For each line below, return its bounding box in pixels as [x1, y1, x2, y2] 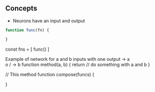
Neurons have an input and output [12, 17, 85, 24]
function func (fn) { [5, 28, 50, 33]
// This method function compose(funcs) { [5, 71, 94, 77]
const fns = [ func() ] [5, 46, 50, 52]
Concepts [5, 4, 37, 13]
